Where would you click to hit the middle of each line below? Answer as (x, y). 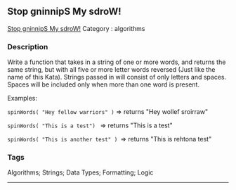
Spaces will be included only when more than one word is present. (104, 84)
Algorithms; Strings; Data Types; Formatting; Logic (80, 172)
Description (28, 46)
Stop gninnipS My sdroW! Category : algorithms (76, 28)
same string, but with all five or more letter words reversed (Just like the (111, 70)
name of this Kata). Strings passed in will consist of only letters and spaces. (117, 77)
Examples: (22, 99)
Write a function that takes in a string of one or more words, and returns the (117, 62)
